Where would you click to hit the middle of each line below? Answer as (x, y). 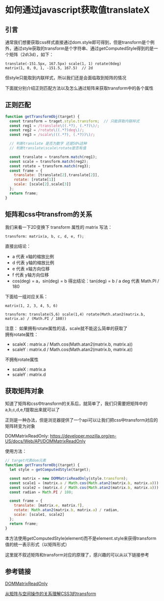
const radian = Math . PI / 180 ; (41, 492)
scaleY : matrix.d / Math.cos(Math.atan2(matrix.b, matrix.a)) (72, 349)
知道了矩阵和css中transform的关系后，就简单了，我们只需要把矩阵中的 (76, 403)
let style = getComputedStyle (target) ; (50, 470)
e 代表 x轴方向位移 (31, 268)
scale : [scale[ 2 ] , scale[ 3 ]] (42, 184)
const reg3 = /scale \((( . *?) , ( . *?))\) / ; (52, 135)
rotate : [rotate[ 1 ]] (35, 180)
